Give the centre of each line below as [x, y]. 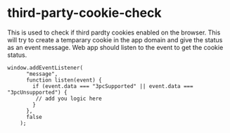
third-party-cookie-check [84, 13]
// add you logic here [69, 99]
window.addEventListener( [45, 68]
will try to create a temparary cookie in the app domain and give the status [115, 39]
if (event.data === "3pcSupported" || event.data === [113, 86]
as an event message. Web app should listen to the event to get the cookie [115, 47]
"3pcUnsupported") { [38, 92]
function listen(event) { [64, 80]
